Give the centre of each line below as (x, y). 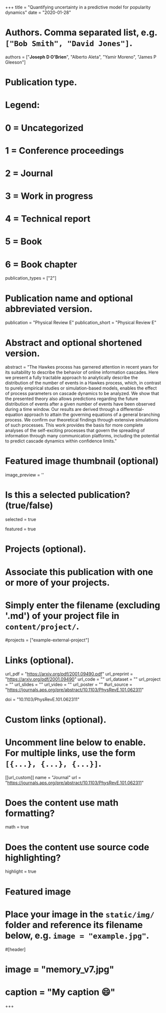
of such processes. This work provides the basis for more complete (74, 425)
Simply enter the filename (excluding (83, 605)
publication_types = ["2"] (31, 278)
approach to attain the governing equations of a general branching (92, 414)
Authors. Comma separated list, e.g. (81, 33)
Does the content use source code (77, 847)
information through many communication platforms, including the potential (82, 436)
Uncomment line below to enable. (76, 742)
